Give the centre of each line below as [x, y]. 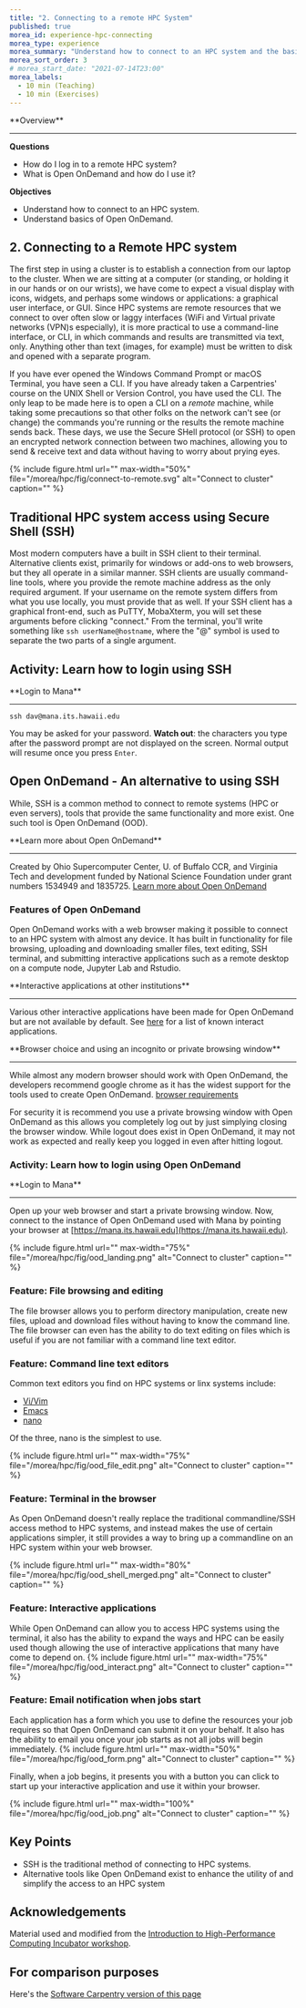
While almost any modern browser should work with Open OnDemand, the [149, 1076]
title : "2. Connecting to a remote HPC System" [102, 18]
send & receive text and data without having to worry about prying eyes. [145, 451]
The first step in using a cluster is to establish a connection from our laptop [150, 269]
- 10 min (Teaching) [56, 86]
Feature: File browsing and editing [87, 1291]
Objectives [31, 191]
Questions [30, 146]
